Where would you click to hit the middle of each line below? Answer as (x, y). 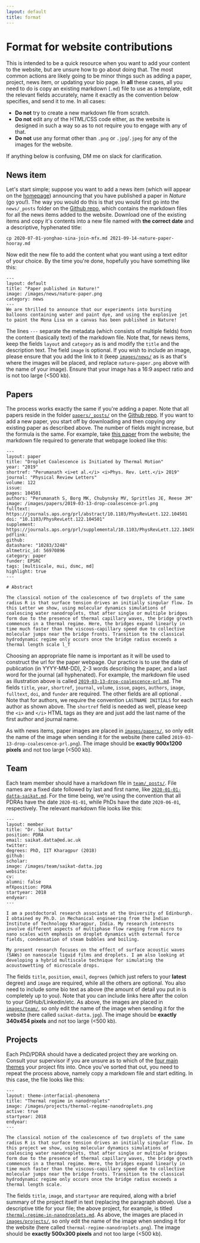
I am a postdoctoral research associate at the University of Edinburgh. (100, 913)
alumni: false (24, 882)
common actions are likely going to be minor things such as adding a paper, (99, 76)
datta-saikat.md (26, 796)
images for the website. (44, 144)
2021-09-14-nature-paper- (142, 239)
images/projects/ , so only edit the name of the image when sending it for (96, 1221)
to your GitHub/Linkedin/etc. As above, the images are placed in (85, 1002)
